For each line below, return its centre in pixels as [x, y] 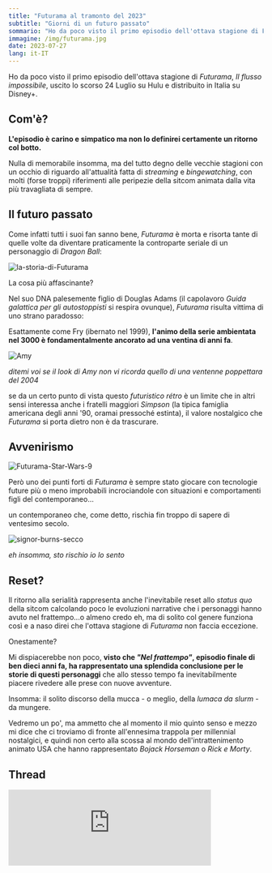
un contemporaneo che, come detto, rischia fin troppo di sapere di [119, 515]
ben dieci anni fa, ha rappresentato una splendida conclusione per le [126, 666]
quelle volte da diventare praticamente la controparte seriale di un [118, 242]
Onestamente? [33, 642]
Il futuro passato [51, 214]
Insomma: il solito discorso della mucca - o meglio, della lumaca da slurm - [134, 699]
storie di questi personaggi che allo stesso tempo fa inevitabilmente [123, 674]
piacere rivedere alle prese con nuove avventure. [90, 683]
